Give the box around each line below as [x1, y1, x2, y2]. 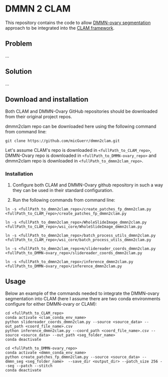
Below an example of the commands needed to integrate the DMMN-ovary [5, 290, 159, 296]
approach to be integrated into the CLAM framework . [5, 25, 115, 31]
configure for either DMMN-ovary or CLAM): [5, 301, 97, 307]
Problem [5, 40, 33, 48]
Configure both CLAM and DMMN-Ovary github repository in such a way [12, 181, 163, 188]
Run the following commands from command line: [12, 197, 115, 203]
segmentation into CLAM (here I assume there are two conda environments [5, 296, 160, 302]
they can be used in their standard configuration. [12, 187, 114, 193]
